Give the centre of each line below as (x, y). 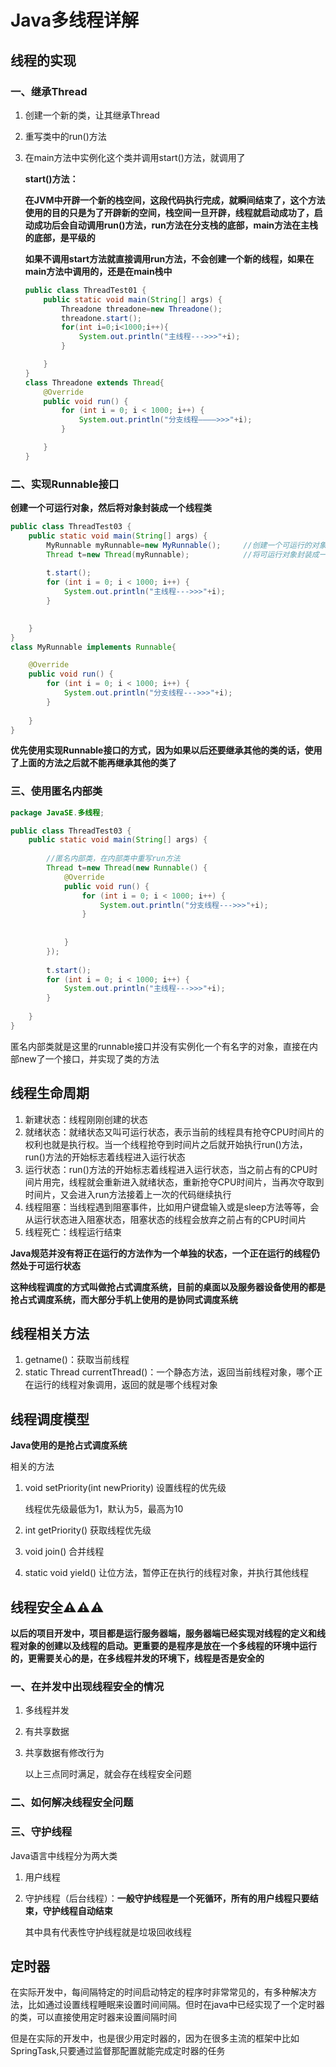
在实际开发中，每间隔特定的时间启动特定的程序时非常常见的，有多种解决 (159, 1992)
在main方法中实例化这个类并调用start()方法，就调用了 (135, 157)
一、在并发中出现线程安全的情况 (87, 1687)
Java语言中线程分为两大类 (64, 1855)
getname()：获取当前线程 (77, 1360)
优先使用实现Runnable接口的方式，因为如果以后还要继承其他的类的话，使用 (166, 750)
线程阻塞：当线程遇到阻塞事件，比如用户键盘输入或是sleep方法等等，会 (172, 1207)
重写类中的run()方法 (65, 136)
